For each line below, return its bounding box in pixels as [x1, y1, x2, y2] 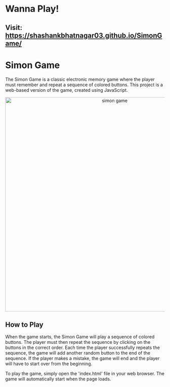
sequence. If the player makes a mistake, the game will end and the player [5, 356, 160, 362]
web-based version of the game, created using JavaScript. [5, 87, 128, 93]
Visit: [5, 23, 23, 32]
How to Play [5, 320, 44, 329]
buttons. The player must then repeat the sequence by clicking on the [5, 339, 151, 345]
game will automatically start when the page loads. [5, 376, 111, 382]
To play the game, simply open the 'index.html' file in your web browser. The [5, 371, 164, 377]
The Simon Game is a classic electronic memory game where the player [5, 76, 155, 82]
